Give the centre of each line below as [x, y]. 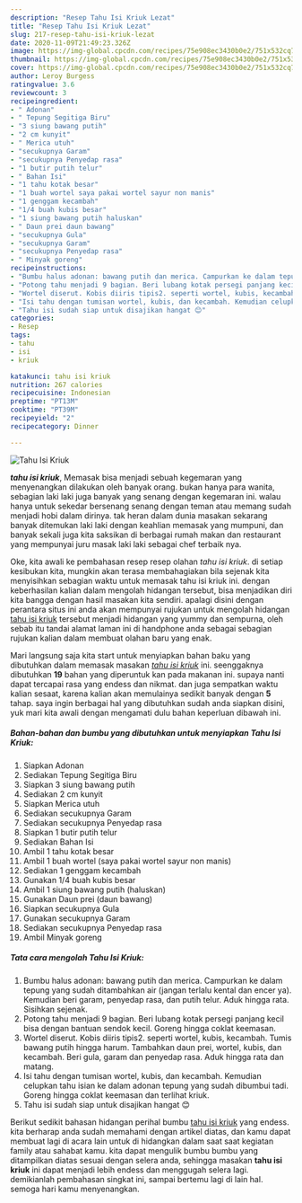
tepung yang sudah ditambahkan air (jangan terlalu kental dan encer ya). [157, 990]
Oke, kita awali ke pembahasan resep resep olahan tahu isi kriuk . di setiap [147, 562]
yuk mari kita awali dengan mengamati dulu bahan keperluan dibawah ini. [146, 712]
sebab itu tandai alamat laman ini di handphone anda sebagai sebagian [141, 628]
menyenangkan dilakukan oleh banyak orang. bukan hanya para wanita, [142, 487]
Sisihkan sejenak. [55, 1009]
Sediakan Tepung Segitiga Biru [80, 774]
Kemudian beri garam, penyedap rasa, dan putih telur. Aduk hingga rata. [156, 999]
